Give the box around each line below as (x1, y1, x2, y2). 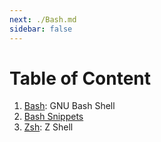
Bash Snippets (23, 111, 84, 123)
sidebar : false (9, 24, 73, 34)
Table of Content (9, 67, 152, 90)
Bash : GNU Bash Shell (23, 100, 116, 112)
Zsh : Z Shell (23, 121, 74, 133)
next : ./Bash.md (9, 14, 77, 25)
